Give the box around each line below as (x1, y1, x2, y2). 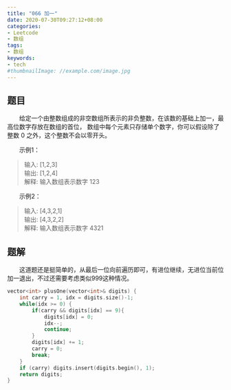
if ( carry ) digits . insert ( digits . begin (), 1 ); (19, 365, 155, 371)
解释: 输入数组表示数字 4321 (23, 224, 104, 232)
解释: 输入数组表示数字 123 (23, 178, 100, 186)
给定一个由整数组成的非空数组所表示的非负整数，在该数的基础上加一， (19, 114, 218, 122)
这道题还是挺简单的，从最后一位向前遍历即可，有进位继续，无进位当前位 (19, 266, 224, 274)
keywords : (7, 55, 36, 62)
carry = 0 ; (32, 345, 63, 352)
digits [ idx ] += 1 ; (32, 339, 85, 346)
